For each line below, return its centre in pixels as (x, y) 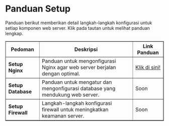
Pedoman (22, 49)
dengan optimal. (61, 74)
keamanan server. (63, 115)
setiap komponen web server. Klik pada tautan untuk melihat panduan (77, 28)
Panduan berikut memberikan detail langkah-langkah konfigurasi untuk (79, 23)
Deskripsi (86, 49)
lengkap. (14, 33)
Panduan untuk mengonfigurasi (79, 61)
